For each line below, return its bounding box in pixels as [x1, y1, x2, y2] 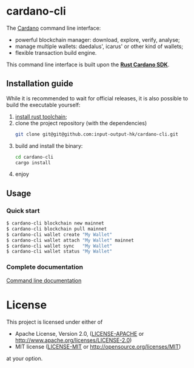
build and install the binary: [15, 142, 83, 150]
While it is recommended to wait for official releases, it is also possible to [6, 94, 189, 102]
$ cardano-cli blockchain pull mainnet [6, 226, 107, 232]
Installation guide [6, 78, 74, 89]
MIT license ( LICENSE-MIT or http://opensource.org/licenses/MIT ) [15, 342, 181, 350]
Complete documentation [6, 263, 84, 271]
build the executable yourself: [6, 101, 81, 108]
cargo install [15, 159, 51, 165]
